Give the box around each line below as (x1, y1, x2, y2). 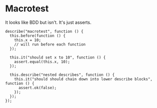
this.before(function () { (9, 33, 66, 38)
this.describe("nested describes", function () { (9, 72, 115, 77)
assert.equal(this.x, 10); (14, 59, 70, 64)
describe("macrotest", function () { (5, 29, 84, 34)
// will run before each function (14, 42, 86, 47)
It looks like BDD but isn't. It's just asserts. (5, 19, 92, 25)
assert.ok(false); (18, 85, 57, 90)
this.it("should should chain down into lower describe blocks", (14, 76, 153, 82)
